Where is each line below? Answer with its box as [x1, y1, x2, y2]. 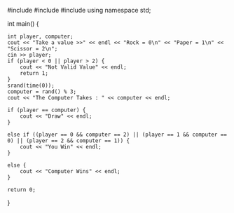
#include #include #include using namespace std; [7, 6, 151, 14]
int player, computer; [7, 33, 74, 40]
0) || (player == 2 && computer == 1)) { [7, 137, 130, 144]
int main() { [7, 20, 40, 27]
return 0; [7, 186, 36, 193]
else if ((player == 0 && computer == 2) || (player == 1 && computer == [7, 131, 228, 138]
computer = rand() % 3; [7, 88, 77, 95]
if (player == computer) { [7, 106, 86, 114]
